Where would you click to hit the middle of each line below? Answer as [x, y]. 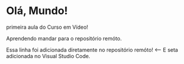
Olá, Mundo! [37, 11]
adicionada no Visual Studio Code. [48, 56]
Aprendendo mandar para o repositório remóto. [64, 38]
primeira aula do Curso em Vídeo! [47, 27]
